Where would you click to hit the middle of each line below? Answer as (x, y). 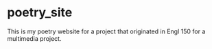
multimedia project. (34, 38)
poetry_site (40, 13)
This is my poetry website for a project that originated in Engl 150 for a (106, 31)
